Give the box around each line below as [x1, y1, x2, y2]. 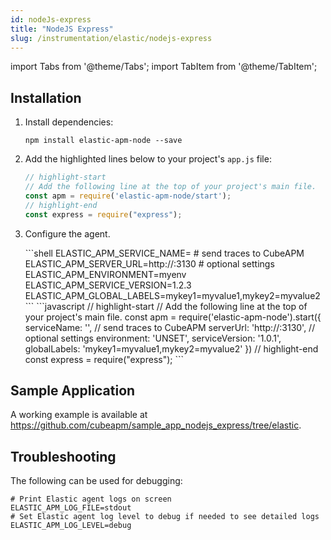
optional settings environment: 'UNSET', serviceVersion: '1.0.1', [24, 332, 282, 344]
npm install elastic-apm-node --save [24, 136, 183, 146]
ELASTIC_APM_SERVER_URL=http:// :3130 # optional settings [24, 257, 275, 270]
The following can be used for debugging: [10, 475, 183, 487]
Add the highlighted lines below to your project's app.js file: [24, 153, 272, 165]
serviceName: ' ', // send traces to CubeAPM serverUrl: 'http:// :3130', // [24, 321, 316, 333]
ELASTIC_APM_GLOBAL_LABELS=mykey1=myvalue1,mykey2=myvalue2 [24, 289, 321, 301]
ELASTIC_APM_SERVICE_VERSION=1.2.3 [24, 279, 192, 291]
